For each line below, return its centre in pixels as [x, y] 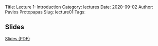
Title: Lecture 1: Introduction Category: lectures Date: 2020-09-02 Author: [79, 7]
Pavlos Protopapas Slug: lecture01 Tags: [45, 12]
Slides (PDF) [18, 38]
